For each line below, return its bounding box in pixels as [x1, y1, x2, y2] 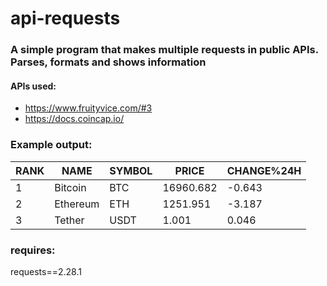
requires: [10, 243, 56, 257]
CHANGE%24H [226, 163, 302, 177]
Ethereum [54, 197, 100, 211]
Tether [54, 213, 85, 227]
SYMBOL [109, 163, 153, 177]
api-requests [10, 7, 121, 30]
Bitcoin [54, 180, 87, 194]
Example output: [10, 138, 93, 152]
